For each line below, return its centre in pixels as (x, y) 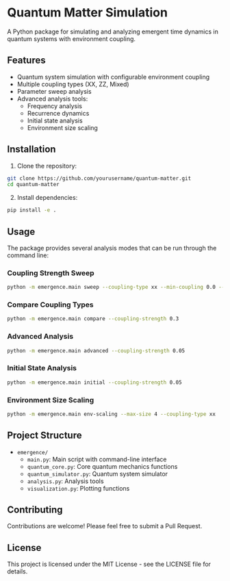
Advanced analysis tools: (52, 99)
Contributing (35, 510)
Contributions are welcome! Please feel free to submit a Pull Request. (105, 526)
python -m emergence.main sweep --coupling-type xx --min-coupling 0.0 (111, 287)
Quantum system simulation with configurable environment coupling (113, 77)
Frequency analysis (54, 106)
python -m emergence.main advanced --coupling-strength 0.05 (96, 350)
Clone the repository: (47, 166)
